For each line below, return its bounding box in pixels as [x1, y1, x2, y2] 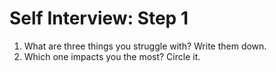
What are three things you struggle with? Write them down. [23, 40, 267, 52]
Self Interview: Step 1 [9, 7, 189, 30]
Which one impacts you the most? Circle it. [23, 50, 201, 62]
